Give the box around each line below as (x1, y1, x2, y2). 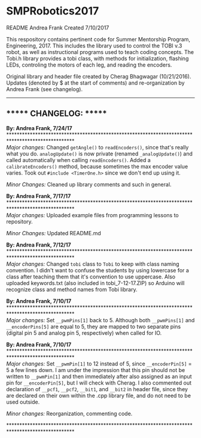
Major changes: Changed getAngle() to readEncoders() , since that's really (6, 143, 189, 151)
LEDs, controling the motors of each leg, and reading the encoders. (6, 61, 172, 68)
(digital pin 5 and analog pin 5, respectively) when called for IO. (6, 329, 162, 337)
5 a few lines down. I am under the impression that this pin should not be (6, 366, 185, 373)
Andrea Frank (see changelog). (6, 85, 83, 92)
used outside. (6, 398, 40, 406)
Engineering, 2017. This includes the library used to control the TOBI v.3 (6, 42, 182, 49)
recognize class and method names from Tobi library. (6, 286, 138, 293)
